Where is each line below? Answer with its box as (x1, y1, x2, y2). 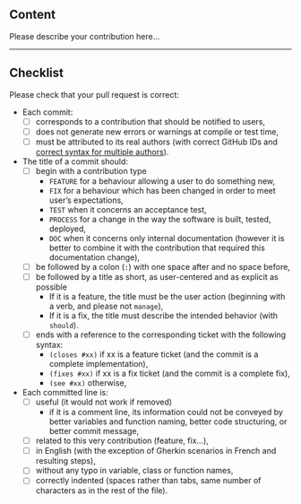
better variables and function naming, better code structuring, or (48, 416, 288, 427)
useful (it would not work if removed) (35, 396, 173, 407)
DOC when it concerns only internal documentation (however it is (48, 232, 285, 243)
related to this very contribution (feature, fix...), (35, 435, 209, 447)
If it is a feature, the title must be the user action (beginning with (48, 291, 286, 301)
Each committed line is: (21, 387, 109, 398)
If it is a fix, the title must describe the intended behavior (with (48, 310, 279, 321)
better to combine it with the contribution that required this (48, 242, 266, 253)
